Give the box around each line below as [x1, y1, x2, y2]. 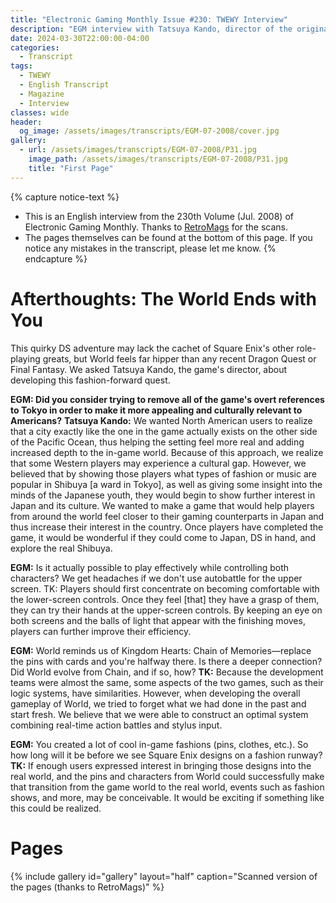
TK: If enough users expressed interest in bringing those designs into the [10, 759, 312, 771]
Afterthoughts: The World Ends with [10, 287, 318, 310]
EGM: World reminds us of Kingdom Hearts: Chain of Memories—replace [10, 644, 312, 656]
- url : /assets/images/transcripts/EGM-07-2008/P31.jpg [19, 145, 257, 155]
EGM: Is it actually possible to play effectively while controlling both [10, 561, 290, 573]
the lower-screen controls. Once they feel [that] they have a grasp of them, [10, 593, 320, 605]
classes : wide [10, 107, 70, 118]
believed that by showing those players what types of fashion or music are [10, 467, 317, 480]
